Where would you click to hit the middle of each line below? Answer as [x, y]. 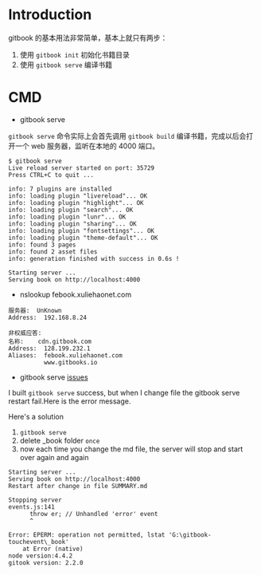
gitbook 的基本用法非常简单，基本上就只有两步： [88, 37]
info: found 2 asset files [53, 252]
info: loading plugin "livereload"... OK [78, 196]
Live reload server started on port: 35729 [82, 168]
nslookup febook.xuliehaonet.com [76, 294]
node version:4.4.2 [41, 556]
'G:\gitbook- [190, 535]
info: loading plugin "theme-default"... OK [83, 238]
